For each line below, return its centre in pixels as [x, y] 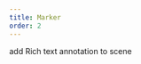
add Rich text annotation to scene [70, 51]
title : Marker [35, 17]
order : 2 [25, 26]
